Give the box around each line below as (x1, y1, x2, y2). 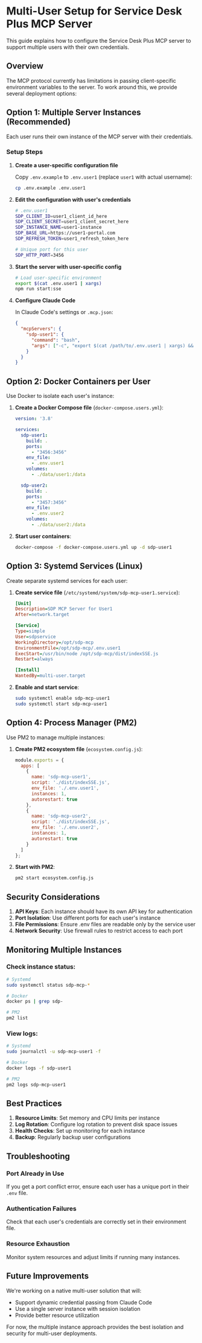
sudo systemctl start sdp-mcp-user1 (14, 700, 107, 707)
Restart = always (14, 656, 54, 662)
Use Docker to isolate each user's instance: (6, 393, 115, 400)
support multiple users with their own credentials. (6, 43, 130, 51)
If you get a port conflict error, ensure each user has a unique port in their (6, 1183, 189, 1190)
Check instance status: (6, 963, 76, 971)
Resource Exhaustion (6, 1240, 71, 1248)
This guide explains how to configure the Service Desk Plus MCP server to (6, 37, 191, 44)
